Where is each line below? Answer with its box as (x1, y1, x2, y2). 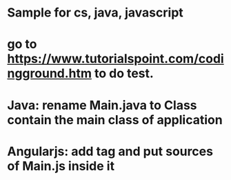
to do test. (94, 66, 154, 81)
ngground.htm (7, 66, 92, 81)
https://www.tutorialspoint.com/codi (7, 51, 224, 67)
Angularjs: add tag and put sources (7, 143, 214, 159)
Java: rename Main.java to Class (7, 97, 198, 113)
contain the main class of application (7, 112, 223, 128)
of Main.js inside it (7, 158, 115, 174)
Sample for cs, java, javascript (7, 5, 184, 21)
